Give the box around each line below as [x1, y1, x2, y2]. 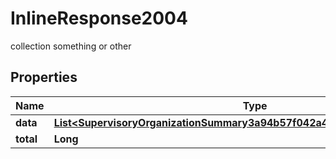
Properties [10, 69, 78, 86]
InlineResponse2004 [10, 7, 188, 30]
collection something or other [10, 40, 132, 52]
